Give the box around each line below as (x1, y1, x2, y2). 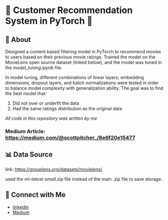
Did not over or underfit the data (12, 100, 79, 106)
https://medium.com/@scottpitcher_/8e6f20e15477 (5, 134, 135, 141)
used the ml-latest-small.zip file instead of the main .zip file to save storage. (5, 176, 162, 182)
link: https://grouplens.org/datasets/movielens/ (5, 166, 102, 172)
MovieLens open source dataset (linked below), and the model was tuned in (5, 59, 162, 65)
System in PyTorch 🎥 (5, 15, 93, 27)
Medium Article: (5, 128, 46, 135)
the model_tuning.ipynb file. (5, 65, 63, 70)
